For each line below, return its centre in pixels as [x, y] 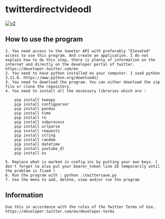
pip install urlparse [37, 126]
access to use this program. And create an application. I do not [77, 55]
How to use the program [44, 39]
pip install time [33, 113]
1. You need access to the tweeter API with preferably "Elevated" [78, 51]
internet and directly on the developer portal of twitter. [70, 64]
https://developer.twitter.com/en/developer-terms [60, 211]
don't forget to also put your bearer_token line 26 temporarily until [82, 166]
